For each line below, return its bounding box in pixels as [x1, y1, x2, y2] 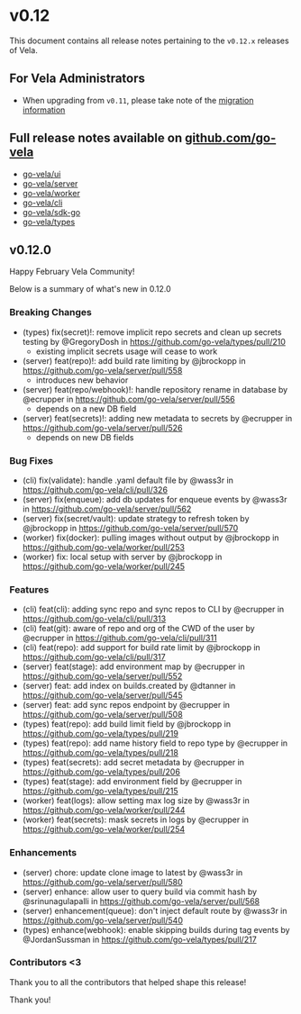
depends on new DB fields [35, 431, 134, 442]
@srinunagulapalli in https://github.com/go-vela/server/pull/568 [22, 895, 260, 906]
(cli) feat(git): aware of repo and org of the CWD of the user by [22, 623, 255, 634]
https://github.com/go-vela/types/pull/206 [22, 766, 180, 777]
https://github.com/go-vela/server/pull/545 [22, 690, 183, 701]
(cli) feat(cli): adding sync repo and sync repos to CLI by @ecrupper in [22, 604, 285, 615]
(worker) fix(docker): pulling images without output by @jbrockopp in [22, 532, 279, 543]
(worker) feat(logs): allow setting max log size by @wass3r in [22, 795, 251, 806]
